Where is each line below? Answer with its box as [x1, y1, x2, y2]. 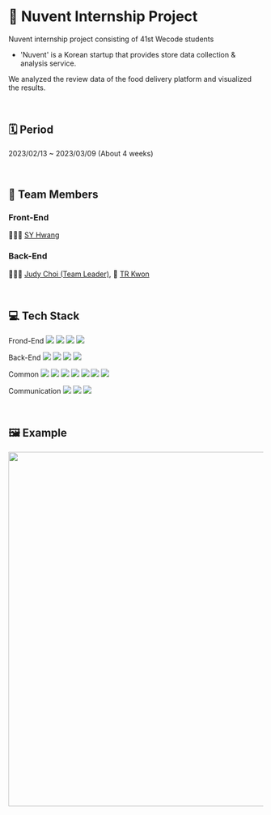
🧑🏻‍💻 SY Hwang [8, 230, 60, 240]
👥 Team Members [8, 188, 99, 202]
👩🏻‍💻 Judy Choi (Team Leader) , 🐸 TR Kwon [8, 269, 150, 279]
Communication [8, 386, 61, 395]
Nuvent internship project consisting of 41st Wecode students [8, 34, 214, 44]
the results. [8, 83, 46, 92]
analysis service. [19, 58, 77, 68]
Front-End [8, 212, 49, 224]
